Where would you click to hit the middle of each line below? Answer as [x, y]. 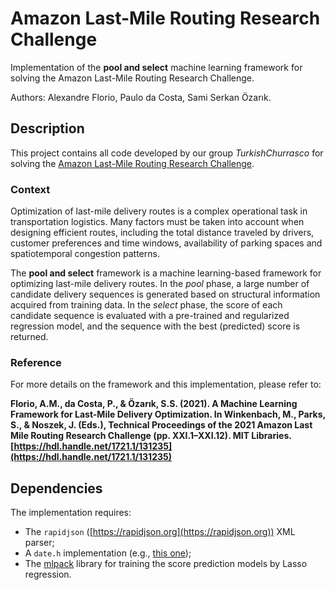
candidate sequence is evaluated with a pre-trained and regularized [150, 316]
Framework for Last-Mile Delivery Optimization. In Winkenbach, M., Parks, [168, 414]
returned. [29, 337]
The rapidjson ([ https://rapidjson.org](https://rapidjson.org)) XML [160, 532]
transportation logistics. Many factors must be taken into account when [157, 222]
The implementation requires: [71, 513]
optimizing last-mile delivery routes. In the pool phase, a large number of [160, 284]
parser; [39, 543]
